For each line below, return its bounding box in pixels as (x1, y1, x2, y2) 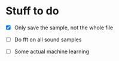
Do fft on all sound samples (14, 36, 82, 43)
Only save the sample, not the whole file (14, 24, 114, 31)
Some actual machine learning (14, 48, 90, 55)
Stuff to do (5, 4, 59, 18)
